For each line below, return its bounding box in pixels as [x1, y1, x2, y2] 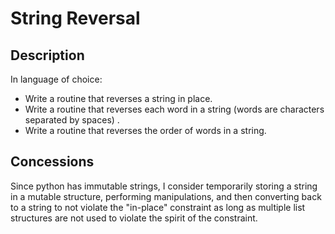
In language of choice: [10, 73, 103, 85]
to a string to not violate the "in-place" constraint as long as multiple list [10, 201, 306, 213]
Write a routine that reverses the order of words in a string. [24, 125, 267, 136]
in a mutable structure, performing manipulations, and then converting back [10, 190, 322, 202]
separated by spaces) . [24, 114, 120, 126]
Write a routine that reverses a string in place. [24, 93, 213, 104]
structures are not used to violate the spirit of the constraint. [10, 212, 258, 224]
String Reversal [10, 7, 141, 30]
